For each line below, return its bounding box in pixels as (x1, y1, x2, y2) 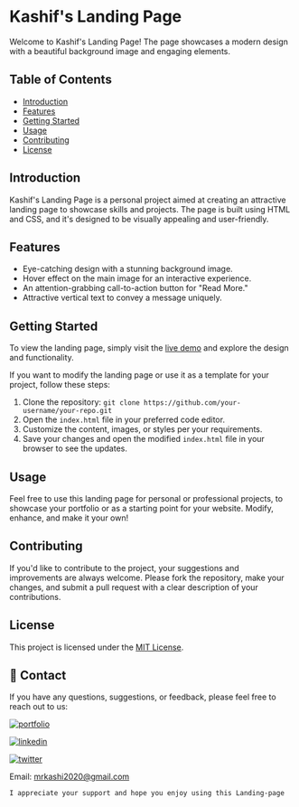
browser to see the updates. (22, 443, 128, 454)
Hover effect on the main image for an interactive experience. (22, 273, 252, 284)
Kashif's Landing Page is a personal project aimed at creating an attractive (9, 194, 286, 205)
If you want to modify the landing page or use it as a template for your (9, 370, 269, 380)
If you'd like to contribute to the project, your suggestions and (9, 562, 239, 573)
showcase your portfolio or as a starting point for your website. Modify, (9, 503, 274, 513)
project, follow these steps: (9, 380, 111, 390)
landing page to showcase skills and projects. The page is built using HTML (9, 203, 291, 214)
